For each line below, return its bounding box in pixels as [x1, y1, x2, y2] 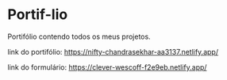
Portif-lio [7, 6, 68, 24]
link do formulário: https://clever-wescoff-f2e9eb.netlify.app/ [7, 62, 207, 72]
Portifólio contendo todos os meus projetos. [7, 32, 152, 41]
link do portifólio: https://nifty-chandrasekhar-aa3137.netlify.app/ [7, 47, 219, 56]
